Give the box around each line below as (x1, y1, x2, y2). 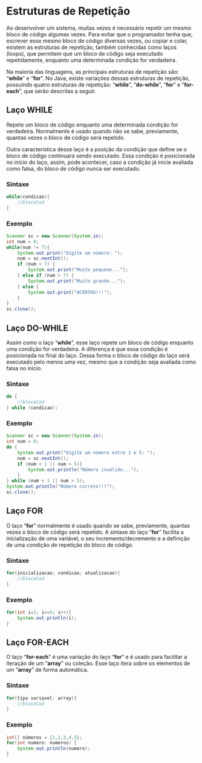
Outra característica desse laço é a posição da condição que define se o (6, 145, 187, 152)
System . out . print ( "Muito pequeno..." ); (28, 267, 129, 273)
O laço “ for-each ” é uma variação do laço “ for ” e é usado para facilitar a (6, 653, 187, 661)
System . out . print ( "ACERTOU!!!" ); (28, 289, 112, 295)
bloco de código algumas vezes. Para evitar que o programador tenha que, (6, 30, 193, 38)
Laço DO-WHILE (6, 323, 68, 333)
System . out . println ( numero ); (17, 745, 91, 752)
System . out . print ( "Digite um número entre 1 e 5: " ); (17, 450, 155, 456)
